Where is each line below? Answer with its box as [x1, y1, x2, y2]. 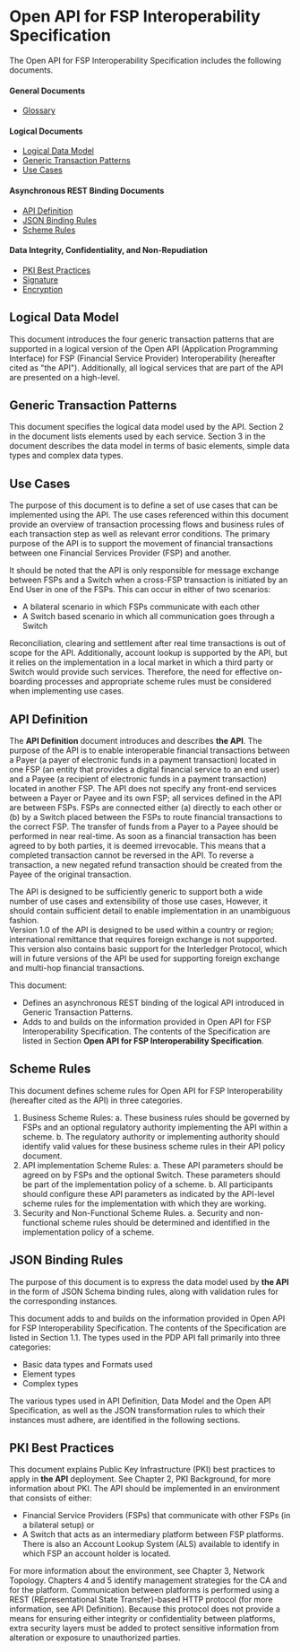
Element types [21, 1368, 76, 1379]
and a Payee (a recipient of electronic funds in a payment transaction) [9, 774, 267, 784]
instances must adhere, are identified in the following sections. [9, 1414, 241, 1425]
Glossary [21, 105, 56, 116]
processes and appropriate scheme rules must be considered [44, 676, 271, 687]
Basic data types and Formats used [21, 1359, 153, 1369]
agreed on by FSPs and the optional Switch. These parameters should [21, 1169, 280, 1180]
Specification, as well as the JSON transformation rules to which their [9, 1404, 266, 1415]
